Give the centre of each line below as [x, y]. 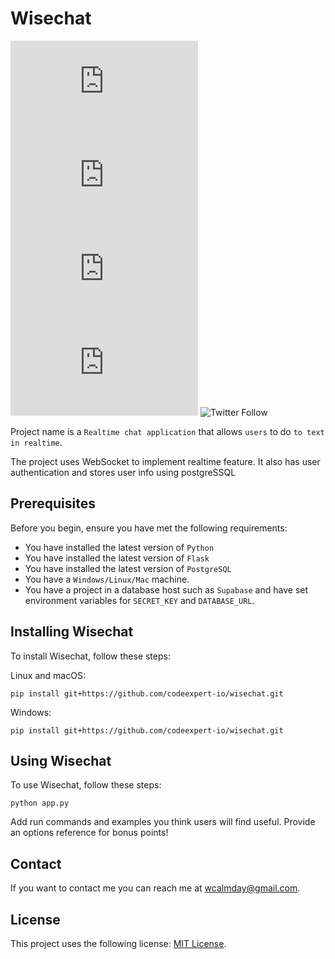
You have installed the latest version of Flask [117, 558]
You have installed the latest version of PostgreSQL [128, 568]
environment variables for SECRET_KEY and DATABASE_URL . [139, 600]
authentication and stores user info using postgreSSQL [123, 472]
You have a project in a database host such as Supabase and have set [166, 589]
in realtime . [36, 442]
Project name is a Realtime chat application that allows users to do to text [167, 431]
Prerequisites [53, 503]
